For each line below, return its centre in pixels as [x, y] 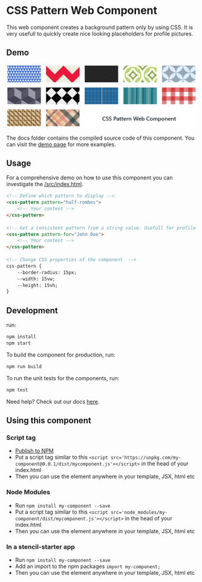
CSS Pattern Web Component [82, 11]
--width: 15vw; [36, 279]
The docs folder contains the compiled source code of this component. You [100, 138]
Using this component [49, 421]
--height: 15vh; [38, 285]
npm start [19, 343]
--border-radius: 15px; [47, 273]
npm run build [24, 366]
